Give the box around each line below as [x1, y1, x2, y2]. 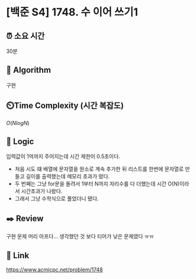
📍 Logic [6, 137, 34, 147]
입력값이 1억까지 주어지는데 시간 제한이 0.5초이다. [6, 153, 120, 160]
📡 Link [6, 250, 30, 261]
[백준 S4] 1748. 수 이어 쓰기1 [6, 5, 138, 19]
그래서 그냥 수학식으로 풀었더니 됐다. [14, 195, 99, 202]
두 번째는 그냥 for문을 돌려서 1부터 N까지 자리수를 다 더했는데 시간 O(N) [14, 180, 180, 187]
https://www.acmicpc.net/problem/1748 [6, 266, 104, 273]
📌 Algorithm [6, 65, 52, 75]
